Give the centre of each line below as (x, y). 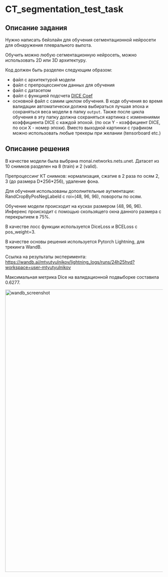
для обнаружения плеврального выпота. (49, 45)
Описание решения (37, 149)
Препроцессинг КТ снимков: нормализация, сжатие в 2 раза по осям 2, (82, 176)
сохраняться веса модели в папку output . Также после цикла (78, 112)
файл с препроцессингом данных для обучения (63, 85)
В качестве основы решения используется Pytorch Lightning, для (75, 242)
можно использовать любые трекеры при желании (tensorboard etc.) (86, 133)
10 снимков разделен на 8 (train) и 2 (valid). (51, 166)
